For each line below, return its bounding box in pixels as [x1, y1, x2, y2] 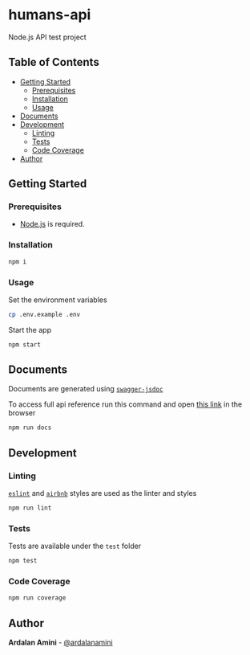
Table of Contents [8, 55, 100, 69]
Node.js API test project [8, 32, 87, 42]
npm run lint [8, 504, 52, 512]
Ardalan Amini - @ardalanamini [8, 637, 114, 648]
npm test [8, 557, 38, 565]
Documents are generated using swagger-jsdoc [8, 384, 163, 394]
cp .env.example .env [8, 310, 81, 318]
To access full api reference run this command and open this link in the [8, 399, 243, 409]
